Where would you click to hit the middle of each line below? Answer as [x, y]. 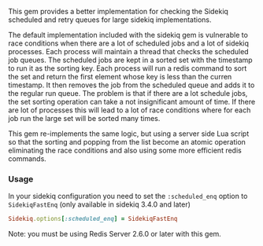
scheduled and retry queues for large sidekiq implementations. [110, 20]
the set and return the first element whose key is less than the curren [120, 77]
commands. [28, 159]
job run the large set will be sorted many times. [84, 118]
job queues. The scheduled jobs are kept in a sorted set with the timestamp [131, 60]
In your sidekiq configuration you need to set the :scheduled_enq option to [128, 196]
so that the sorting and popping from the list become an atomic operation [127, 142]
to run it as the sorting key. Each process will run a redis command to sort [128, 68]
